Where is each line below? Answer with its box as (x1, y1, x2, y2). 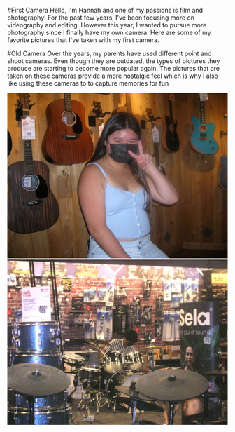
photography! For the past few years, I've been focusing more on (7, 13, 194, 22)
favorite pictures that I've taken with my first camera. (7, 36, 159, 44)
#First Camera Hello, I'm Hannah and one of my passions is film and (7, 6, 204, 14)
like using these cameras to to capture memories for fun (7, 79, 169, 87)
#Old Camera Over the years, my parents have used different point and (7, 49, 212, 58)
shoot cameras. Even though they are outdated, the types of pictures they (7, 57, 220, 65)
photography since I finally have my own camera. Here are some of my (7, 28, 211, 36)
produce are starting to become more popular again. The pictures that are (7, 65, 220, 72)
